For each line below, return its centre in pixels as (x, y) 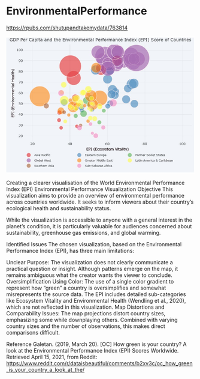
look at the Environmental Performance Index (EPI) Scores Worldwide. (93, 351)
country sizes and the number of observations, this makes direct (86, 326)
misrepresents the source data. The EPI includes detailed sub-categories (96, 294)
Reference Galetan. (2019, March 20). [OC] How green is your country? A (96, 344)
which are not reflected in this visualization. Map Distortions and (85, 307)
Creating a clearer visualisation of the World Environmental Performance (96, 183)
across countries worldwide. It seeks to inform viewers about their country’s (100, 202)
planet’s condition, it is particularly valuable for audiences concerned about (99, 226)
